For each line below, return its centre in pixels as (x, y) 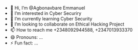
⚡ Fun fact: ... (24, 43)
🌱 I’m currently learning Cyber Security (51, 19)
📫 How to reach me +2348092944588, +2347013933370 (71, 30)
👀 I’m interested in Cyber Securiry (46, 13)
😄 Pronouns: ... (27, 37)
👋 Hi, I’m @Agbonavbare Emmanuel (48, 8)
